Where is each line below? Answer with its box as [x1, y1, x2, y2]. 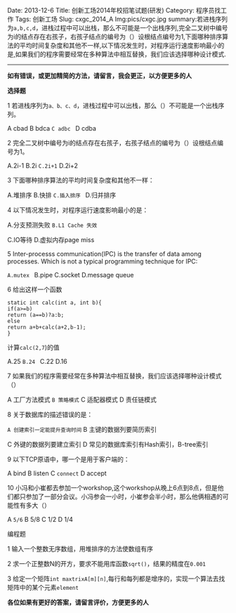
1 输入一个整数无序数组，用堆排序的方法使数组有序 [7, 545, 153, 553]
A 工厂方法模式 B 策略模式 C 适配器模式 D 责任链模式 [7, 395, 157, 404]
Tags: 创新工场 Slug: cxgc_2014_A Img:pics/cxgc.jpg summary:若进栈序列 [15, 15, 228, 23]
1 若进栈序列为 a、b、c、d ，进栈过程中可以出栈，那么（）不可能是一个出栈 [7, 101, 218, 110]
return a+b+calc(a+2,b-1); [7, 324, 86, 331]
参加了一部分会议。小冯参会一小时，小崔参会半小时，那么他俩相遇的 [25, 492, 223, 501]
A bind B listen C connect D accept [7, 469, 107, 477]
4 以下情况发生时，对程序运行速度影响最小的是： [7, 206, 149, 214]
